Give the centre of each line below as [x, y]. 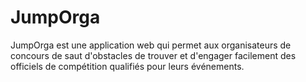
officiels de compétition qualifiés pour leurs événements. [127, 66]
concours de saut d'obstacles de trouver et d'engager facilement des [153, 55]
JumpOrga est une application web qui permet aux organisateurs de [151, 45]
